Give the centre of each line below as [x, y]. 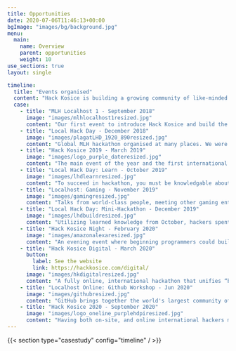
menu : [15, 33]
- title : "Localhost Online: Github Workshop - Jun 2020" [106, 287]
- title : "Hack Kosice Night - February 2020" [89, 229]
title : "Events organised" [53, 92]
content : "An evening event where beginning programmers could [120, 242]
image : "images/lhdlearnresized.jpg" [81, 176]
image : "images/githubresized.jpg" [78, 294]
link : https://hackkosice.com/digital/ [91, 268]
